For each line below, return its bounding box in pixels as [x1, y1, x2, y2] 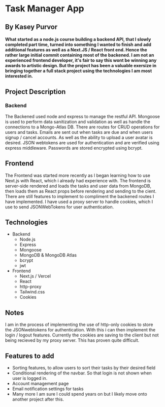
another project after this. [12, 396, 64, 403]
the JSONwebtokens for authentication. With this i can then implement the [5, 327, 156, 333]
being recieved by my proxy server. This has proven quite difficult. [5, 337, 139, 343]
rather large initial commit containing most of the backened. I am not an [5, 52, 154, 58]
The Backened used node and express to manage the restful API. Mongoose [5, 113, 160, 119]
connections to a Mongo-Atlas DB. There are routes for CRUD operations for [5, 124, 160, 130]
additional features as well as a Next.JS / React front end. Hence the [5, 47, 147, 53]
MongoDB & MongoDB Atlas [19, 252, 77, 258]
